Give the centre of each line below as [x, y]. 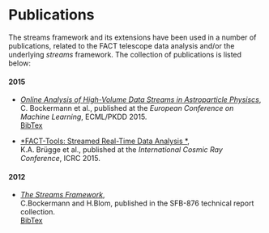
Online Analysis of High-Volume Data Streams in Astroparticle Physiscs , [141, 100]
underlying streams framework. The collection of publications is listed [125, 54]
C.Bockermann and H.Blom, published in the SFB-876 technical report [137, 203]
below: [19, 63]
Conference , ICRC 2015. [60, 159]
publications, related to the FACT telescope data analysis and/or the [122, 45]
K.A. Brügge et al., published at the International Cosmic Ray [121, 150]
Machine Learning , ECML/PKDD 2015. [83, 117]
